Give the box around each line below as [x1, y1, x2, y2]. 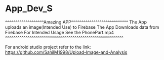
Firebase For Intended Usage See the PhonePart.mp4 [5, 29, 114, 35]
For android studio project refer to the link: [5, 44, 91, 50]
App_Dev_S [5, 3, 53, 14]
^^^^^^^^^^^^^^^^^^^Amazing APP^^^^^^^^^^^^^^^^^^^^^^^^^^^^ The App [5, 19, 147, 25]
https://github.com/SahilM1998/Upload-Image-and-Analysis [5, 49, 127, 55]
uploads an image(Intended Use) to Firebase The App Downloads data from [5, 24, 160, 30]
